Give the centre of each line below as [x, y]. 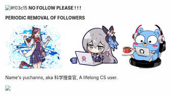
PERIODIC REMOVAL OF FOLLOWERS [45, 18]
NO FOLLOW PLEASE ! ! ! [55, 8]
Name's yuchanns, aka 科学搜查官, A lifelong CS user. [62, 78]
